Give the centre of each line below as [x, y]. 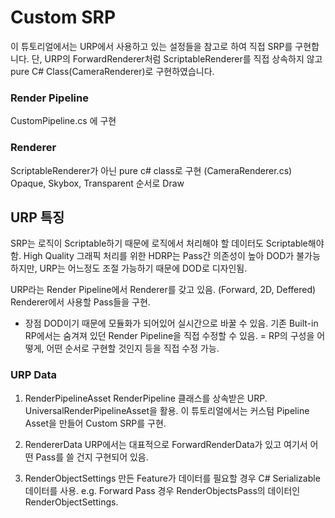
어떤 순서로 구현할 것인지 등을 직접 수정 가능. [133, 348]
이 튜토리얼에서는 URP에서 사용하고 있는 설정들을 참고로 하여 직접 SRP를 [151, 46]
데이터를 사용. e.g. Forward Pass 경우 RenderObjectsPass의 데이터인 [162, 490]
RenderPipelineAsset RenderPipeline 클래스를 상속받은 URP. [146, 398]
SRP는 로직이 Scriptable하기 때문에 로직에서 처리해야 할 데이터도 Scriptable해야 [167, 243]
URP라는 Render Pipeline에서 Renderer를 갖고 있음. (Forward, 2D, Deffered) [163, 290]
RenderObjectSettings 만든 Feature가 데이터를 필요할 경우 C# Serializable [172, 478]
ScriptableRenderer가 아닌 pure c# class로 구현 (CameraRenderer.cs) [151, 170]
